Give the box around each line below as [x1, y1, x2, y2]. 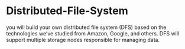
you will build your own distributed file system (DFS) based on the [6, 24, 167, 31]
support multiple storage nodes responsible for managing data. [6, 36, 160, 43]
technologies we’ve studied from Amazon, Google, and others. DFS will [6, 30, 179, 37]
